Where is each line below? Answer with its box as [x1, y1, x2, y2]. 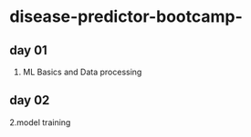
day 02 [9, 93, 50, 108]
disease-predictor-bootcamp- [9, 6, 244, 27]
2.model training [9, 116, 71, 128]
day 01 [9, 43, 47, 58]
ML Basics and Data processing [22, 66, 142, 77]
